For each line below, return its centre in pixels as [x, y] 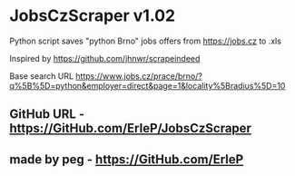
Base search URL [42, 76]
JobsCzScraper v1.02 [92, 16]
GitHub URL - [47, 114]
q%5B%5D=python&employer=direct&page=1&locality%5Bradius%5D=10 [147, 85]
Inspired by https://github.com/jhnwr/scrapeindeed [105, 58]
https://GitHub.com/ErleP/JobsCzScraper [131, 128]
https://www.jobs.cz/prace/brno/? [139, 76]
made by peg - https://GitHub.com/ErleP [127, 159]
